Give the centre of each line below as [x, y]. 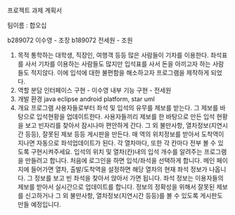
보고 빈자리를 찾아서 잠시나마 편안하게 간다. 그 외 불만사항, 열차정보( [118, 125]
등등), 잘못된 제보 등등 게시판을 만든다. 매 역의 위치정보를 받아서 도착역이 [125, 134]
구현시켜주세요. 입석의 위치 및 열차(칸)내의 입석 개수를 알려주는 [116, 152]
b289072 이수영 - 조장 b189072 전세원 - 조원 [70, 40]
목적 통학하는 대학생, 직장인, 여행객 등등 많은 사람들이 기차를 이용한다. [113, 55]
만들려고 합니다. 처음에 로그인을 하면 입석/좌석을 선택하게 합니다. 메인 [120, 161]
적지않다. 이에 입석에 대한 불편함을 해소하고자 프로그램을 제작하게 [120, 73]
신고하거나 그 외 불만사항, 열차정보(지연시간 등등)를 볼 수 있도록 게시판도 [124, 196]
